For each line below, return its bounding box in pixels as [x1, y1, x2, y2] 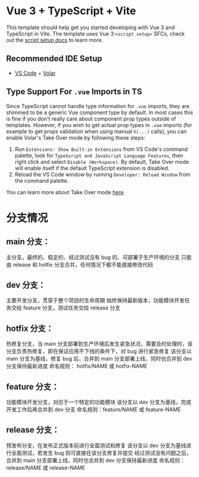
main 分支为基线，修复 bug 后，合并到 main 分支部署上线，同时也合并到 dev [6, 355, 192, 362]
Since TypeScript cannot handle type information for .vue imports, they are [6, 102, 190, 109]
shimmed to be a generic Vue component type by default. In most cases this [6, 109, 193, 116]
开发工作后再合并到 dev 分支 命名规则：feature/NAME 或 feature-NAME [6, 406, 181, 413]
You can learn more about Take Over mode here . [6, 188, 125, 195]
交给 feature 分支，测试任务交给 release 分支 [11, 304, 121, 311]
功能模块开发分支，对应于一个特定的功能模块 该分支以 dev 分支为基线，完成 [6, 399, 192, 405]
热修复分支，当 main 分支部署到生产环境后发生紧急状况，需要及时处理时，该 [6, 340, 193, 348]
